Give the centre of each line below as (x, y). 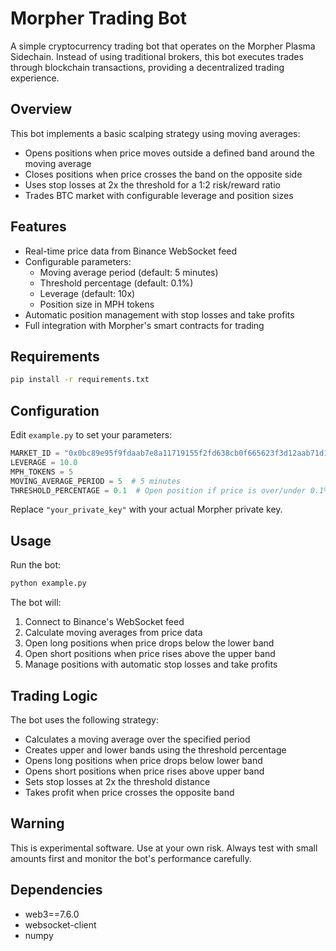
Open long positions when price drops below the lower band (149, 643)
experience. (35, 78)
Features (38, 227)
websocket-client (60, 924)
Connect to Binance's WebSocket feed (104, 622)
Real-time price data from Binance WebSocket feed (131, 251)
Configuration (55, 410)
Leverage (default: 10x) (87, 293)
